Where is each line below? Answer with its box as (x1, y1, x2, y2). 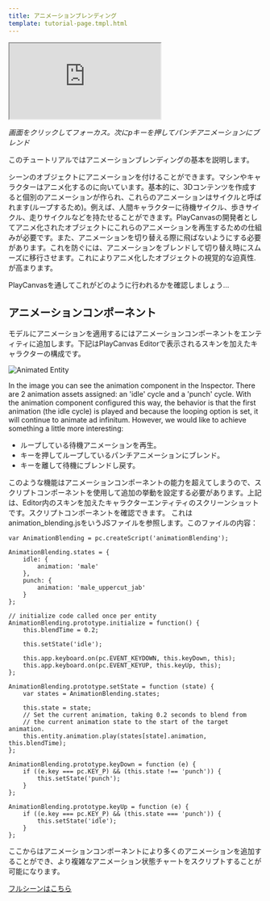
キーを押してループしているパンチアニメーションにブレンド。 (19, 450, 224, 461)
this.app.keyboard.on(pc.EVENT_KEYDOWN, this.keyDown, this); (23, 655, 236, 663)
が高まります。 (8, 263, 58, 272)
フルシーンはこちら (8, 884, 73, 894)
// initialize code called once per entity (8, 612, 157, 621)
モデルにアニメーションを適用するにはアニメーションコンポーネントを (8, 329, 241, 339)
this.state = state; (23, 704, 92, 712)
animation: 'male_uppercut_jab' (37, 583, 147, 592)
